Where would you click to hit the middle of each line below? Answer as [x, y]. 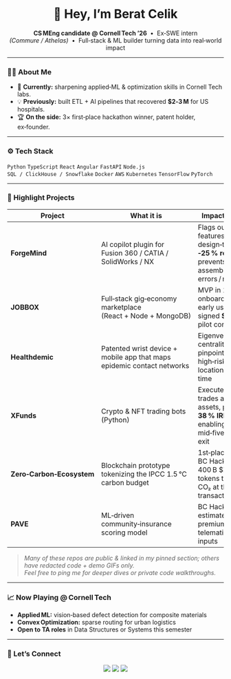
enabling [212, 424]
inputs [208, 541]
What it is [146, 215]
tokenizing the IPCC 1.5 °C [144, 474]
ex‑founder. [33, 127]
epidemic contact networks [145, 365]
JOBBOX [25, 307]
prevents [212, 261]
